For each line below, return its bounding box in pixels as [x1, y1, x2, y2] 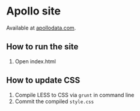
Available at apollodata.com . [6, 24, 76, 31]
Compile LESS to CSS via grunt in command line [14, 91, 135, 98]
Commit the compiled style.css [14, 98, 94, 105]
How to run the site [6, 42, 79, 52]
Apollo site [6, 4, 61, 18]
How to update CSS [6, 75, 81, 86]
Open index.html [14, 57, 56, 65]
